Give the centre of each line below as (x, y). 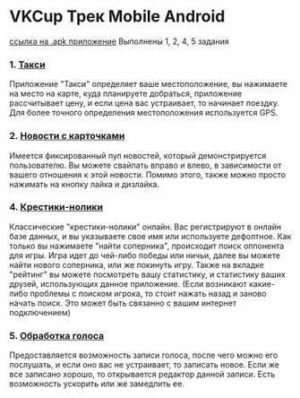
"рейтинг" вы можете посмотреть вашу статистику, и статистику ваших (148, 274)
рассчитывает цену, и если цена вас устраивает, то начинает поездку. (145, 103)
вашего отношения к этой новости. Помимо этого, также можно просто (148, 174)
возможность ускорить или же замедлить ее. (97, 384)
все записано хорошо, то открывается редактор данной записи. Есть (142, 375)
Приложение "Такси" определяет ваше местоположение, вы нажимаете (149, 84)
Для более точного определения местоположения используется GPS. (144, 113)
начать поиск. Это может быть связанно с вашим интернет (123, 303)
